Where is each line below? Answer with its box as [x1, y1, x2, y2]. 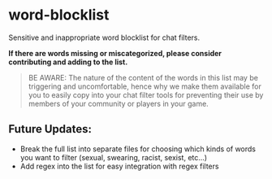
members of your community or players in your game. [28, 98, 209, 108]
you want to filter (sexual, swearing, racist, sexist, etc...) [19, 152, 208, 162]
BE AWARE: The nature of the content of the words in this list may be [28, 72, 258, 82]
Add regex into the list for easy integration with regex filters [19, 161, 219, 171]
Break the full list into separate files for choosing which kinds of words [19, 144, 256, 154]
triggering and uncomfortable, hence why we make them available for [28, 81, 261, 91]
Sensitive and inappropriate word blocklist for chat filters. [8, 33, 201, 42]
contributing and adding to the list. [8, 57, 128, 67]
